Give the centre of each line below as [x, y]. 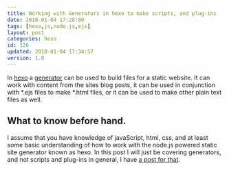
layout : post [26, 33]
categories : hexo [32, 39]
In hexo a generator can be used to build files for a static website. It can [109, 77]
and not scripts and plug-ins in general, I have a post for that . [94, 159]
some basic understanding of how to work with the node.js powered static [112, 145]
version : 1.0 [26, 58]
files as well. [25, 99]
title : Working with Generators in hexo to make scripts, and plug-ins [112, 13]
